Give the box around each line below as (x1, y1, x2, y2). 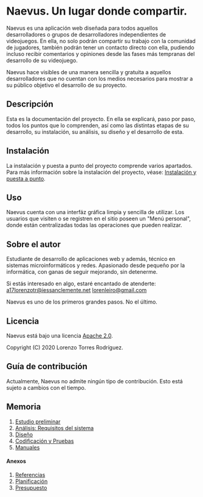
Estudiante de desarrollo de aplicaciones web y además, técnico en (6, 255, 176, 263)
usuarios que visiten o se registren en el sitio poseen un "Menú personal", (6, 215, 191, 223)
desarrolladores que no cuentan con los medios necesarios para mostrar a (6, 75, 193, 82)
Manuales (15, 443, 40, 451)
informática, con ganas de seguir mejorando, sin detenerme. (6, 268, 158, 276)
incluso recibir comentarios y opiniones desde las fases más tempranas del (6, 50, 195, 57)
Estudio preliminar (15, 418, 61, 425)
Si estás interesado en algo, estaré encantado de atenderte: (6, 280, 156, 287)
